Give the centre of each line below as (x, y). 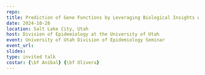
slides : (16, 51)
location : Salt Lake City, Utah (47, 29)
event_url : (20, 46)
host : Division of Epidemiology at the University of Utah (83, 34)
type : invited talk (31, 57)
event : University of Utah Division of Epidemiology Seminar (86, 40)
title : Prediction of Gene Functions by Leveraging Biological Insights (101, 18)
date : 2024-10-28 (28, 23)
